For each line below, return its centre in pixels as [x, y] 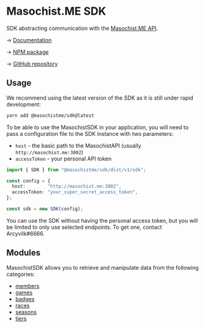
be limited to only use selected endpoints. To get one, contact [84, 227]
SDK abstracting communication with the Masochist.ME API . [82, 28]
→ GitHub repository [32, 64]
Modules [24, 253]
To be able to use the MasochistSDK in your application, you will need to [97, 127]
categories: [20, 274]
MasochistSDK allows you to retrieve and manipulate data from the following [102, 267]
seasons [26, 312]
